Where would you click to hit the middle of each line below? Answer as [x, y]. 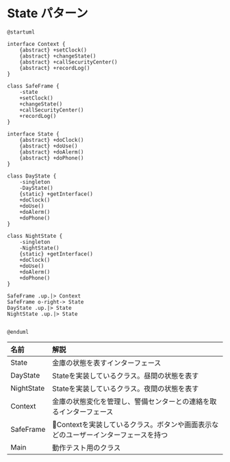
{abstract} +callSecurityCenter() [68, 62]
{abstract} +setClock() [53, 50]
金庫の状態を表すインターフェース [107, 363]
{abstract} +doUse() [49, 146]
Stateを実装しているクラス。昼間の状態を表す [126, 376]
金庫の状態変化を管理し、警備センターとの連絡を [131, 401]
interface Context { [37, 44]
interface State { [33, 134]
